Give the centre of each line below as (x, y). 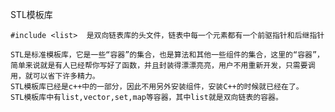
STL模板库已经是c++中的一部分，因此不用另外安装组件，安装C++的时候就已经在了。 (157, 87)
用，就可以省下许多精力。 (55, 76)
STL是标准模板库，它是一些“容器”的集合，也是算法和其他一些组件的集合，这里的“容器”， (167, 55)
